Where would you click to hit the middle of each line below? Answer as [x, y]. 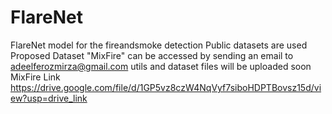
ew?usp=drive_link [49, 98]
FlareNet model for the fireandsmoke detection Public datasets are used [159, 45]
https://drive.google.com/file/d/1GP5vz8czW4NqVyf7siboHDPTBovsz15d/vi [166, 87]
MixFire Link [35, 77]
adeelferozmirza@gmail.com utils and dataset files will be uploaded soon [161, 66]
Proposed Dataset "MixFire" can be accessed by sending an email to [152, 55]
